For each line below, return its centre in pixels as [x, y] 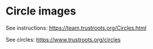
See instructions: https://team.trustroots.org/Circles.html [76, 28]
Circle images [41, 11]
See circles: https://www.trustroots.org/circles [63, 39]
